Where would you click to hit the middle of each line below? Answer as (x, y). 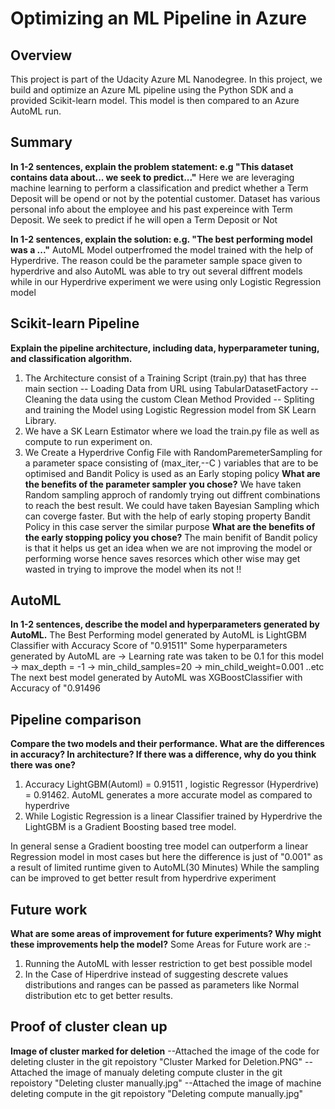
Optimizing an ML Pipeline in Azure (158, 18)
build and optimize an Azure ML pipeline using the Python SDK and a (152, 90)
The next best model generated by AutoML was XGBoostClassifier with (156, 678)
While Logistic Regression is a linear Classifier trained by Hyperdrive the (173, 816)
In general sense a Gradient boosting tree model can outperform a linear (159, 846)
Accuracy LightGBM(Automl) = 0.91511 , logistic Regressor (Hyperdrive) (172, 784)
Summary (41, 142)
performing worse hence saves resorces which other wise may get (162, 558)
